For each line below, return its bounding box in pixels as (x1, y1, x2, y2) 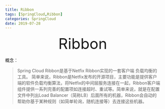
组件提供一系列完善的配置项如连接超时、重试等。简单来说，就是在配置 (17, 86, 160, 92)
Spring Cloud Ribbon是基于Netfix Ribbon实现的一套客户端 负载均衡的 (17, 68, 158, 74)
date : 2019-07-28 (5, 21, 41, 26)
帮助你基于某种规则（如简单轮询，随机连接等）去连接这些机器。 (17, 99, 147, 105)
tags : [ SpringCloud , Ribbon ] (5, 12, 63, 17)
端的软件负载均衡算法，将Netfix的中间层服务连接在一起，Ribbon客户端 (17, 80, 161, 86)
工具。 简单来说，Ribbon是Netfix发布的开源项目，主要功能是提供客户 (17, 74, 158, 80)
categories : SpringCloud (5, 16, 56, 21)
